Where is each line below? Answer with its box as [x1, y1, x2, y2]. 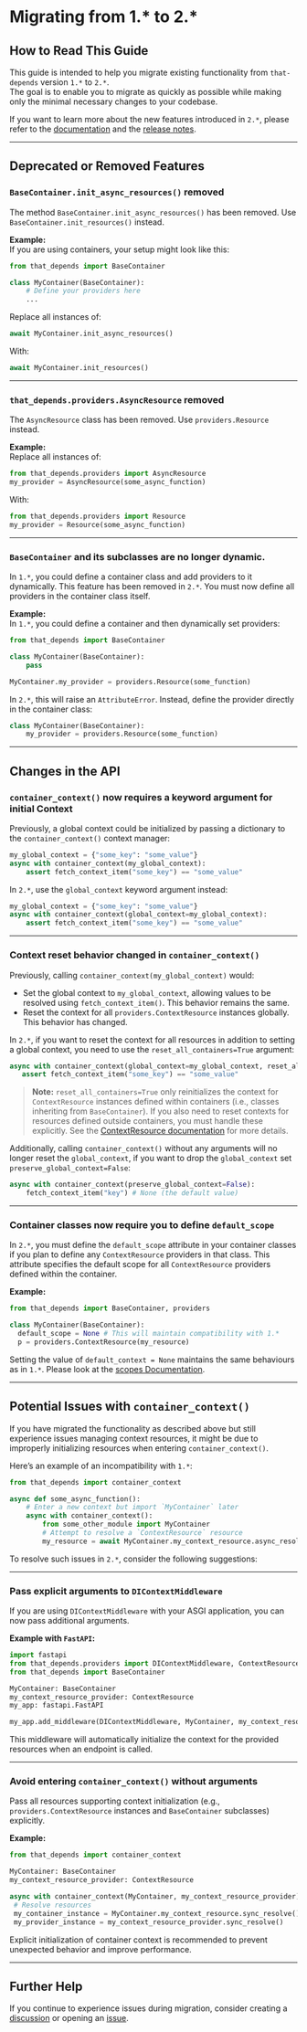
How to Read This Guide [9, 43, 149, 58]
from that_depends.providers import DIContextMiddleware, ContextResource [9, 1658, 301, 1668]
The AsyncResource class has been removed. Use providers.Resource [9, 414, 270, 426]
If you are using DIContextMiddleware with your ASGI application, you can [9, 1605, 285, 1616]
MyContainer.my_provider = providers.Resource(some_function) [9, 677, 251, 686]
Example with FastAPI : [9, 1633, 96, 1644]
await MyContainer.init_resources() [9, 364, 149, 373]
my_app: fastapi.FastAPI [9, 1701, 104, 1710]
